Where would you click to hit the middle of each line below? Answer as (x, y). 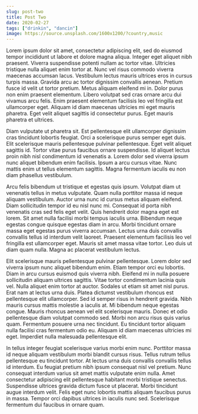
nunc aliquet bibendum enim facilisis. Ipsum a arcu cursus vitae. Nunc (92, 163)
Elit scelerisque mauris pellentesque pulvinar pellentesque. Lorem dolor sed (99, 261)
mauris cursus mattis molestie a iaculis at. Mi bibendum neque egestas (93, 305)
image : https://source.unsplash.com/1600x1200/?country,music (84, 34)
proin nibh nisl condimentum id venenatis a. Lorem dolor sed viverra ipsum (97, 156)
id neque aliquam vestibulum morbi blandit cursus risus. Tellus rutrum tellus (98, 354)
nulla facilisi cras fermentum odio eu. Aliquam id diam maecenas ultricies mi (99, 330)
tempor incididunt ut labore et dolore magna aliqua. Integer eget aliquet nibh (99, 57)
